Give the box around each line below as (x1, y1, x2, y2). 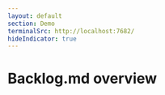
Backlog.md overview (7, 70, 158, 88)
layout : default (7, 11, 62, 20)
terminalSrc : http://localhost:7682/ (7, 27, 135, 35)
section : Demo (7, 19, 56, 28)
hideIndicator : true (7, 34, 78, 43)
